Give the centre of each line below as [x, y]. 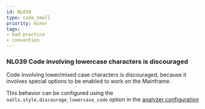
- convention [23, 40]
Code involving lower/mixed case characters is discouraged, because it [96, 75]
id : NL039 [19, 12]
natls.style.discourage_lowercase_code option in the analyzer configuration [103, 100]
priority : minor [27, 23]
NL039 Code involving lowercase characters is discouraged [97, 62]
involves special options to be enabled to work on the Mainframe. [89, 81]
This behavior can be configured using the [60, 93]
